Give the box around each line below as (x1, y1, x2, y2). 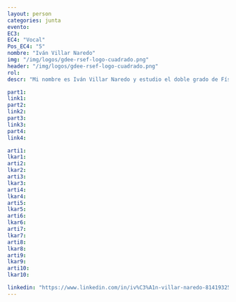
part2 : (7, 101, 27, 109)
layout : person (7, 10, 52, 18)
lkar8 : (7, 245, 27, 252)
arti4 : (7, 186, 27, 194)
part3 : (7, 115, 27, 122)
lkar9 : (7, 258, 27, 265)
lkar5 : (7, 206, 27, 213)
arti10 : (7, 265, 30, 272)
